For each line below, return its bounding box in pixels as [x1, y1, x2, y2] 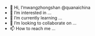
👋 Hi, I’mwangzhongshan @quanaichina [9, 5, 91, 10]
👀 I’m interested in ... [9, 10, 52, 16]
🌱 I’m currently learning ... [9, 15, 63, 20]
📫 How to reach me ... [9, 26, 56, 31]
